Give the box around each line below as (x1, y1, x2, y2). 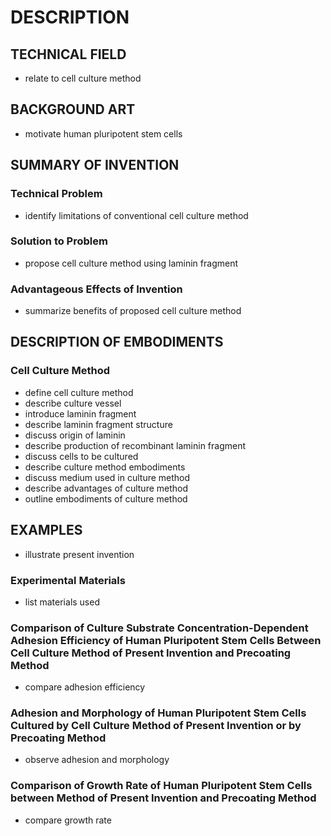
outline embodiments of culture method (24, 492, 188, 505)
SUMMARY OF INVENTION (10, 157, 180, 174)
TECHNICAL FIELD (10, 46, 127, 63)
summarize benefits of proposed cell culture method (24, 305, 242, 317)
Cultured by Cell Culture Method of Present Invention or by (10, 719, 302, 733)
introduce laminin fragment (24, 407, 137, 420)
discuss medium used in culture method (24, 471, 191, 483)
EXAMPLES (10, 522, 83, 539)
